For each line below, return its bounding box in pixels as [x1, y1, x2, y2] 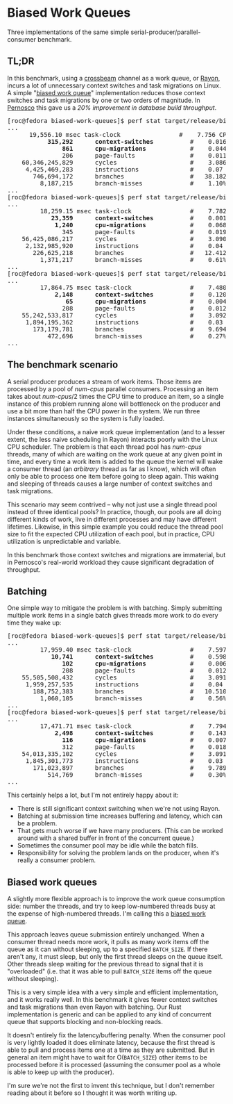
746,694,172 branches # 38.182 [33, 172, 227, 180]
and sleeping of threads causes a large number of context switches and [7, 479, 213, 488]
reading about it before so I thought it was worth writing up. [7, 1089, 178, 1097]
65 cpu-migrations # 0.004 [65, 297, 227, 305]
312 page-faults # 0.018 [62, 743, 227, 751]
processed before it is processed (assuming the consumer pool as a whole [7, 1061, 221, 1069]
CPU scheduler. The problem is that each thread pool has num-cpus [7, 443, 202, 451]
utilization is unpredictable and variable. [7, 537, 121, 545]
